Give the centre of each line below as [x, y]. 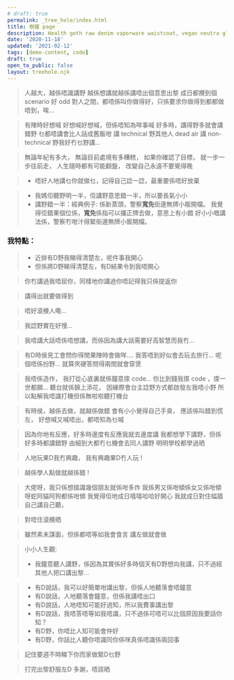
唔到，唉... [39, 110]
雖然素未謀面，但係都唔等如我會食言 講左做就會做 [95, 534]
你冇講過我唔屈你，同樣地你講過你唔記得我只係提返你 [101, 281]
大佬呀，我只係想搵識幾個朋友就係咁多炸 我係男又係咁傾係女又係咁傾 [123, 487]
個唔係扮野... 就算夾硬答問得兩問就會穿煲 [83, 363]
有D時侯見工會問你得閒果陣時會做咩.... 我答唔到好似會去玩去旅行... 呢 [123, 355]
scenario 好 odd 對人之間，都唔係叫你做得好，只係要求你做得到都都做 [124, 101]
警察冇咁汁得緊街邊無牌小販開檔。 [102, 221]
